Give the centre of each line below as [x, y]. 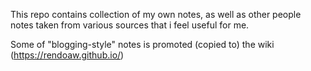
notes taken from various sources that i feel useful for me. [130, 25]
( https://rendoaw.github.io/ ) [67, 55]
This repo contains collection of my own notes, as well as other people [156, 14]
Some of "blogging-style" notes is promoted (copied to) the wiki [142, 44]
